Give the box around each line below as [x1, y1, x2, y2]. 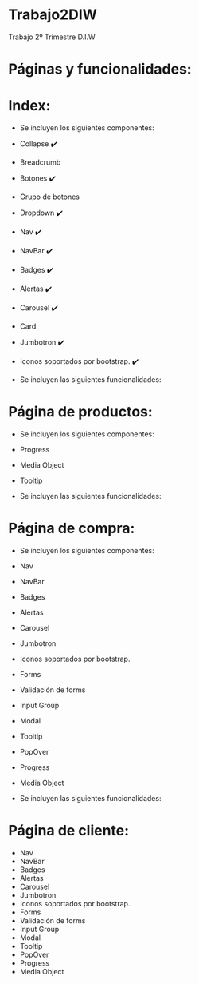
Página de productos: [8, 403, 153, 421]
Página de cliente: [8, 822, 130, 840]
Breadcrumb [19, 157, 61, 167]
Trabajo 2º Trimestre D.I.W [8, 32, 96, 42]
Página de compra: [8, 520, 135, 537]
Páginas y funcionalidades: [8, 60, 193, 78]
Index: [8, 97, 51, 115]
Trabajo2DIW [8, 6, 98, 24]
